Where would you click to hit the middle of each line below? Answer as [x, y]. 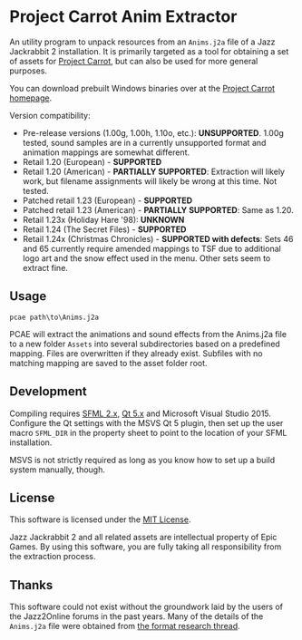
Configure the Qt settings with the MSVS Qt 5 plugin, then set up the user [146, 422]
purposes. [29, 71]
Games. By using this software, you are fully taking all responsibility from [146, 547]
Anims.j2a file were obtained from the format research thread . [125, 626]
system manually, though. [58, 470]
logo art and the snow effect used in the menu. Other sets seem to [146, 258]
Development [49, 392]
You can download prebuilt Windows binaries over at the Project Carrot [142, 88]
